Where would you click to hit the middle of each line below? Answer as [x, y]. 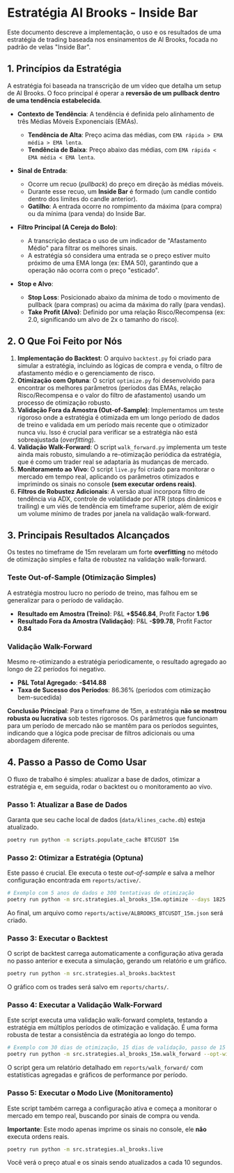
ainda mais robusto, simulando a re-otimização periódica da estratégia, [119, 454]
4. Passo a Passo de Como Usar [77, 762]
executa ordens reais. [38, 1136]
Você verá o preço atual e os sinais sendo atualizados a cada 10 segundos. [115, 1163]
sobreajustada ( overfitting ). [56, 440]
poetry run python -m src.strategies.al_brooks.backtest [92, 974]
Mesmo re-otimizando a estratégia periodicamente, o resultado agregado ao [117, 661]
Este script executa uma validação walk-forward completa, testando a [107, 1020]
